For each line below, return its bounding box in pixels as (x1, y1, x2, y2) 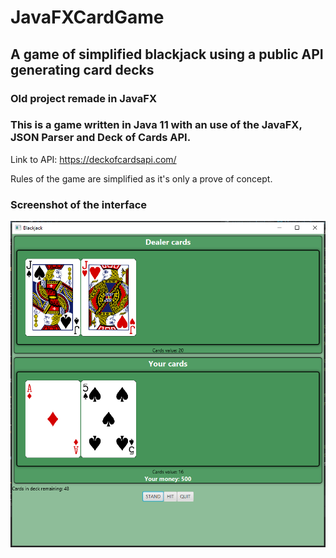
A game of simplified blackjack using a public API (10, 46, 324, 63)
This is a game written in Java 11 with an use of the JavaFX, (10, 118, 303, 132)
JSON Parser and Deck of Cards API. (10, 131, 192, 145)
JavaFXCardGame (10, 6, 165, 29)
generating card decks (10, 61, 155, 78)
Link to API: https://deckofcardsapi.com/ (10, 153, 177, 165)
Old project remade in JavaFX (10, 91, 157, 105)
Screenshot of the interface (10, 197, 148, 211)
